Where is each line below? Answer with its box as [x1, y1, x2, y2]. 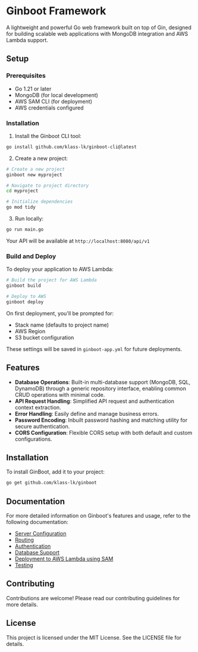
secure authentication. [14, 422, 70, 430]
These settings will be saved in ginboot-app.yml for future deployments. [6, 345, 183, 352]
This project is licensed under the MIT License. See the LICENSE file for [6, 634, 182, 641]
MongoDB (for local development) [14, 91, 98, 99]
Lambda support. [6, 36, 49, 43]
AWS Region [14, 327, 46, 334]
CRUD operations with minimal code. [14, 391, 105, 398]
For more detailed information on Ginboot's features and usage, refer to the [6, 512, 191, 519]
